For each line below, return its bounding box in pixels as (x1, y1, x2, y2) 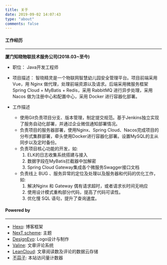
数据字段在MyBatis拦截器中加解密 (27, 158, 96, 164)
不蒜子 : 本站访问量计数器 (12, 255, 63, 261)
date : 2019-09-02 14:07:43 (5, 12, 61, 17)
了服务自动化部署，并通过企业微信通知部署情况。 (19, 121, 120, 127)
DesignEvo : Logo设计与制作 (12, 236, 70, 242)
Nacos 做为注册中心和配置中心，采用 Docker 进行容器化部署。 (12, 93, 140, 99)
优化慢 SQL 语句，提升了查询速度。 (27, 195, 99, 201)
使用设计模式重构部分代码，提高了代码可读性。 (27, 189, 123, 195)
